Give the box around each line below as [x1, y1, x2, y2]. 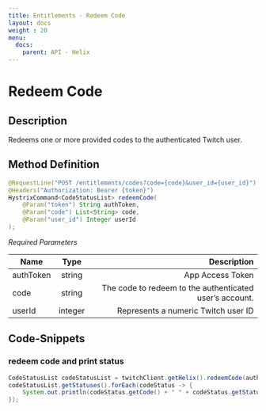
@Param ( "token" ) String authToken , [22, 201, 140, 209]
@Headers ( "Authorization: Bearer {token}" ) [8, 186, 154, 194]
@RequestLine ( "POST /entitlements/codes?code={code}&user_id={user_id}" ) [8, 179, 257, 187]
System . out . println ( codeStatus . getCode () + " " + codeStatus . [22, 389, 232, 397]
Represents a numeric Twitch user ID [116, 305, 254, 316]
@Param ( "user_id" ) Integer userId [22, 215, 136, 224]
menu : [8, 33, 26, 42]
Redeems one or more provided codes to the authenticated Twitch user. [8, 135, 243, 144]
